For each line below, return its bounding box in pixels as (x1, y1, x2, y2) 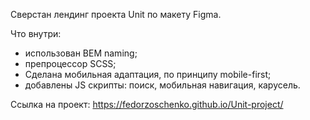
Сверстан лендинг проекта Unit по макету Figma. (10, 9, 222, 20)
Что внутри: (10, 28, 62, 39)
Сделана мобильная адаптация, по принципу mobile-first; (24, 69, 272, 80)
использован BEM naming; (24, 47, 138, 59)
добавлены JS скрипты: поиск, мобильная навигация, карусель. (24, 79, 301, 91)
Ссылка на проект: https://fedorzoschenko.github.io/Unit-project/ (10, 99, 284, 110)
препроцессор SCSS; (24, 58, 117, 69)
